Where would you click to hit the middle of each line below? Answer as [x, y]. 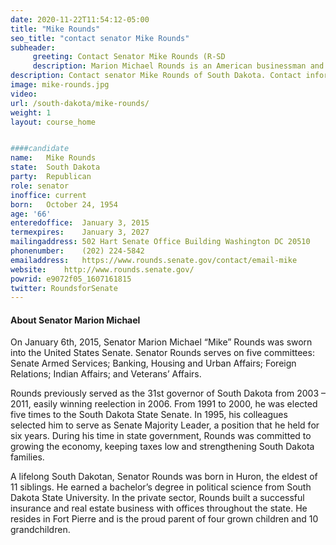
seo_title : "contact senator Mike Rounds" [100, 38]
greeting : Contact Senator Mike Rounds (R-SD [129, 57]
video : [24, 94]
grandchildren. [40, 530]
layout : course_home [53, 122]
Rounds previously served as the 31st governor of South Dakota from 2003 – [168, 393]
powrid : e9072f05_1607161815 [71, 279]
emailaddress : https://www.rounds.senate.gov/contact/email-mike [154, 260]
